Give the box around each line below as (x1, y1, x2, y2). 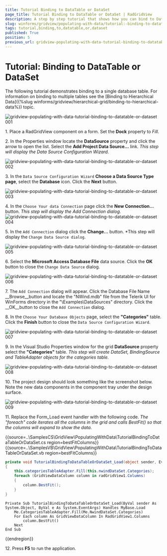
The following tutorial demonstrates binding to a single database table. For (5, 88, 158, 94)
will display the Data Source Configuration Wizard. (5, 149, 109, 155)
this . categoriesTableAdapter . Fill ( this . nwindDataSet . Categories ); (14, 468, 155, 474)
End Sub (5, 527, 21, 532)
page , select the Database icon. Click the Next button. (5, 179, 117, 185)
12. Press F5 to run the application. (5, 545, 76, 551)
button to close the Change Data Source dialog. (5, 264, 100, 270)
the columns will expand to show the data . (5, 424, 92, 430)
